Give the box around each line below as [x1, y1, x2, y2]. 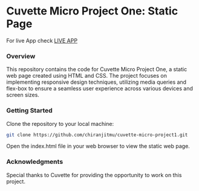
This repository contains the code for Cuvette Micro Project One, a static [6, 66, 188, 73]
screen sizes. [6, 92, 39, 99]
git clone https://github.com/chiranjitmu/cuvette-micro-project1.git [6, 131, 188, 138]
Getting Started [6, 107, 53, 115]
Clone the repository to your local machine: [6, 120, 114, 127]
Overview [6, 52, 36, 60]
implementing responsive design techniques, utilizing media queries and [6, 78, 186, 86]
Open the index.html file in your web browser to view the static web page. [6, 143, 191, 150]
